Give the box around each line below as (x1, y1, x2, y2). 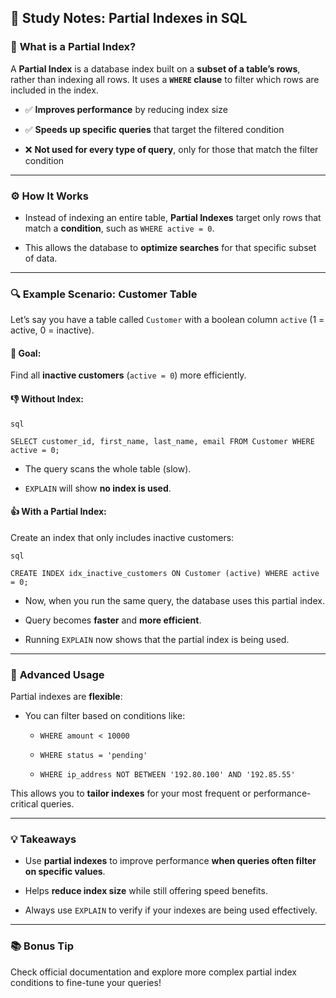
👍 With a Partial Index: (10, 506, 107, 518)
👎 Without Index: (10, 393, 85, 405)
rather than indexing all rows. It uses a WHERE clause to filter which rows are (10, 73, 320, 85)
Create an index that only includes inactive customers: (10, 531, 235, 543)
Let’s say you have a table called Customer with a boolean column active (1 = (10, 314, 325, 326)
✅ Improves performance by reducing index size (24, 103, 228, 115)
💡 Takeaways (10, 832, 77, 846)
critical (10, 798, 39, 810)
